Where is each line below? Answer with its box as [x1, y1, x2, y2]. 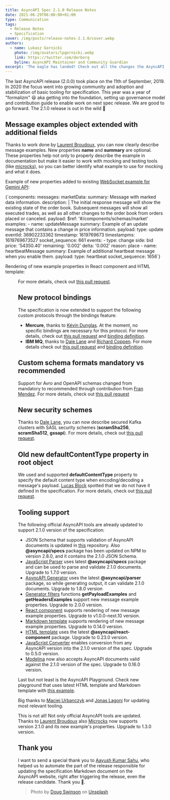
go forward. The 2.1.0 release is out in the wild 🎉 [5, 105, 106, 112]
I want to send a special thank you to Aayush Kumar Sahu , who [18, 757, 150, 763]
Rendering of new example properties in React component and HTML [5, 263, 151, 269]
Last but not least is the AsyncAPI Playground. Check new [18, 677, 140, 683]
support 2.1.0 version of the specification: [18, 527, 105, 533]
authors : [5, 41, 24, 46]
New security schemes [18, 406, 92, 414]
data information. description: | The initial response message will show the [5, 199, 161, 205]
